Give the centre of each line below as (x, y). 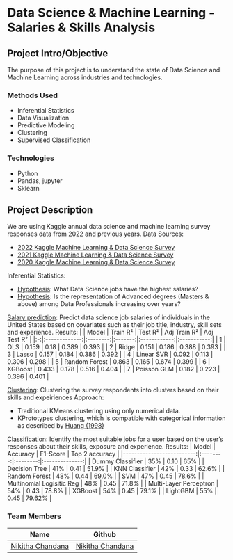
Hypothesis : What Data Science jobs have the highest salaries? (107, 289)
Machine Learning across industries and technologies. (85, 77)
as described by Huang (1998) (61, 426)
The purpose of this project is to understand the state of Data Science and (114, 70)
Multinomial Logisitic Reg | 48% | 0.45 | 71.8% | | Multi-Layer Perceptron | (113, 483)
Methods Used (32, 95)
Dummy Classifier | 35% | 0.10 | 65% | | (148, 461)
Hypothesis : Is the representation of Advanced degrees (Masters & (113, 296)
